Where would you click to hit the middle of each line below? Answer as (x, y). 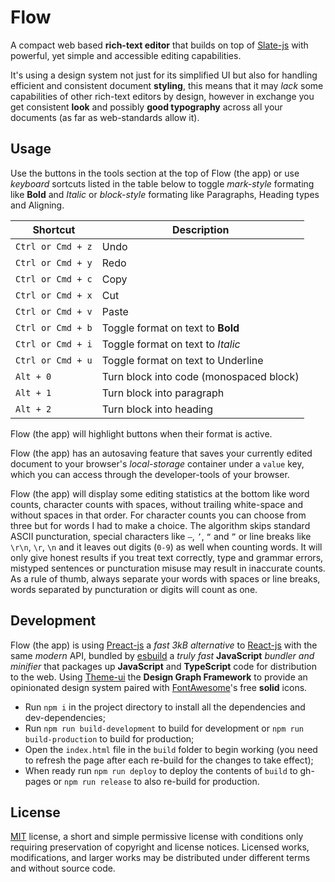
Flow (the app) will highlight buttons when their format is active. (141, 433)
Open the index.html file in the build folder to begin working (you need (171, 749)
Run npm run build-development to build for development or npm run (164, 728)
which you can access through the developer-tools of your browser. (150, 474)
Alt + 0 (33, 376)
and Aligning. (37, 205)
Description (200, 229)
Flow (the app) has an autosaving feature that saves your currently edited (161, 453)
